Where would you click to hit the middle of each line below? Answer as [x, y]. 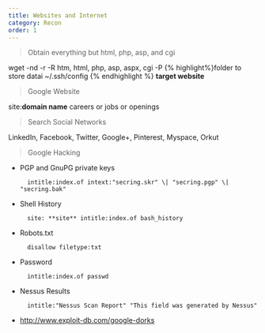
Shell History [40, 204]
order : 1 [23, 30]
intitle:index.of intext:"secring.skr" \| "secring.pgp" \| [128, 182]
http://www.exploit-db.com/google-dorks [87, 320]
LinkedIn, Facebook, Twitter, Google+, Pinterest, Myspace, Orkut [114, 137]
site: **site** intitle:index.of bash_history [105, 219]
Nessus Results [45, 291]
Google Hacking [54, 153]
